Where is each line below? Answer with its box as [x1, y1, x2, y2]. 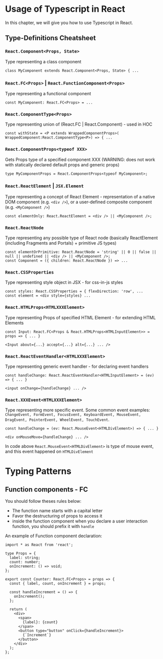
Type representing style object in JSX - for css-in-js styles [5, 279, 123, 285]
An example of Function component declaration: [5, 533, 102, 539]
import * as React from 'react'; [5, 543, 73, 548]
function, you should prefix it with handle [12, 523, 94, 529]
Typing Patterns [5, 466, 72, 477]
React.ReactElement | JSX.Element [5, 183, 84, 190]
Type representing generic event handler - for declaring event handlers [5, 363, 149, 369]
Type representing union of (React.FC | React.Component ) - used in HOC [5, 121, 153, 127]
